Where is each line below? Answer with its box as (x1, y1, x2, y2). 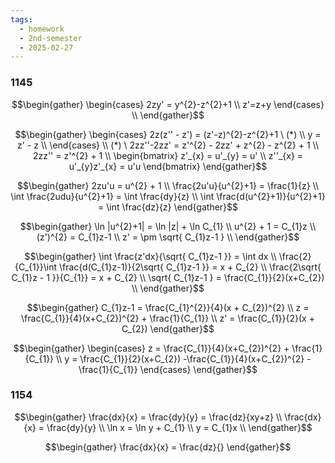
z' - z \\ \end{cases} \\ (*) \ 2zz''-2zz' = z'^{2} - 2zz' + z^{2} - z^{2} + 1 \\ (17, 139, 319, 151)
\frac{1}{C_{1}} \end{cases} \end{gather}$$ (78, 363, 258, 375)
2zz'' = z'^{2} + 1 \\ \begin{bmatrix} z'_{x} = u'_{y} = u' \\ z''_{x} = (32, 149, 304, 161)
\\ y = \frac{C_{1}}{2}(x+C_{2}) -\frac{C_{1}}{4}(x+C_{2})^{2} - (55, 352, 312, 365)
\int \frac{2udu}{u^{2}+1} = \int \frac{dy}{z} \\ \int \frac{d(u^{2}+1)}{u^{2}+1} (10, 190, 326, 202)
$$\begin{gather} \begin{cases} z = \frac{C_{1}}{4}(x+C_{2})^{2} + (13, 342, 290, 354)
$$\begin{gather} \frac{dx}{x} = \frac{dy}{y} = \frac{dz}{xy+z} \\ (14, 411, 283, 423)
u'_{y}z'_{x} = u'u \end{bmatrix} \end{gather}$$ (68, 160, 268, 172)
